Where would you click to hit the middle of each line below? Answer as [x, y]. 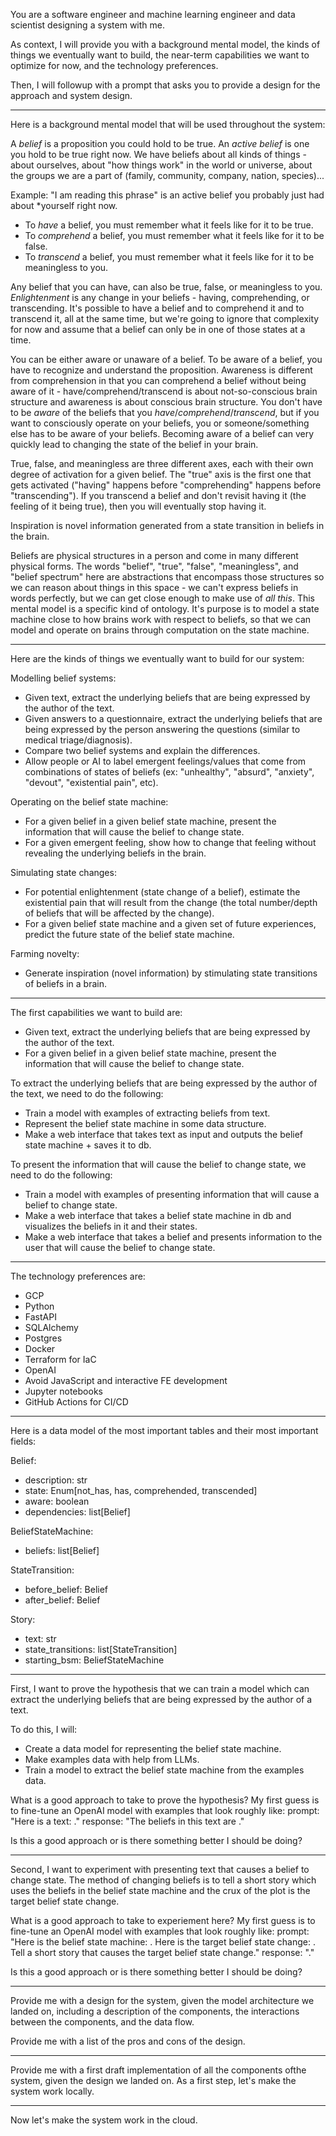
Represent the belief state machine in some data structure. [145, 1123]
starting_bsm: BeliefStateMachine [94, 1660]
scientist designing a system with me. [88, 25]
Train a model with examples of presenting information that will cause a [172, 1194]
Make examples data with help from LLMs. [112, 1759]
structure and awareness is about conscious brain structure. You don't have [166, 402]
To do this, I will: [44, 1729]
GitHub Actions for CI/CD [76, 1402]
